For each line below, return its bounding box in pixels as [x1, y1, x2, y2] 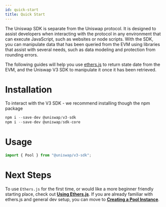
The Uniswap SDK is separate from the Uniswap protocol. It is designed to [5, 25, 157, 31]
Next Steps [5, 169, 52, 181]
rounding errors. [5, 52, 39, 57]
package [5, 105, 23, 111]
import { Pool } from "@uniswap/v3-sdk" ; [5, 153, 92, 158]
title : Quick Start [5, 12, 45, 17]
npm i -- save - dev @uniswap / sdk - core [5, 120, 81, 125]
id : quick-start [5, 7, 39, 12]
